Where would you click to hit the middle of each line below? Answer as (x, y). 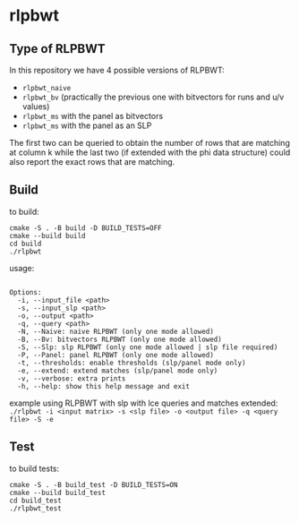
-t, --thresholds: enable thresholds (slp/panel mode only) (132, 363)
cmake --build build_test (57, 492)
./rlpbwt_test (36, 508)
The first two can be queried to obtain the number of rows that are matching (150, 143)
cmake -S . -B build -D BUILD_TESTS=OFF (86, 228)
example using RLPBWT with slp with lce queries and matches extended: (144, 403)
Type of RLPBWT (57, 49)
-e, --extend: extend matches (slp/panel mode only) (118, 371)
